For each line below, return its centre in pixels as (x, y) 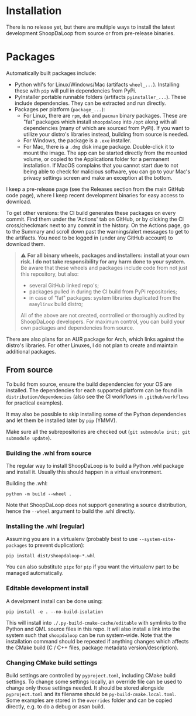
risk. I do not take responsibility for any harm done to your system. (103, 261)
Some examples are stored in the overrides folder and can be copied (89, 700)
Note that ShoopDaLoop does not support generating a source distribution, (97, 505)
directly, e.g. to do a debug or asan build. (56, 706)
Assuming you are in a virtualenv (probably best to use (72, 539)
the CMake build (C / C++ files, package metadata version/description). (92, 648)
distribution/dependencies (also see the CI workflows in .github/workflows (97, 396)
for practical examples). (35, 403)
